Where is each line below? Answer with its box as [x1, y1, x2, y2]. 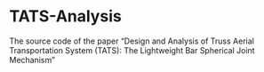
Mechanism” [9, 54, 56, 65]
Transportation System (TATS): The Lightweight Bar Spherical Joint [9, 44, 255, 55]
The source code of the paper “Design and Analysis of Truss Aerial [9, 36, 255, 46]
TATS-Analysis [9, 6, 122, 27]
